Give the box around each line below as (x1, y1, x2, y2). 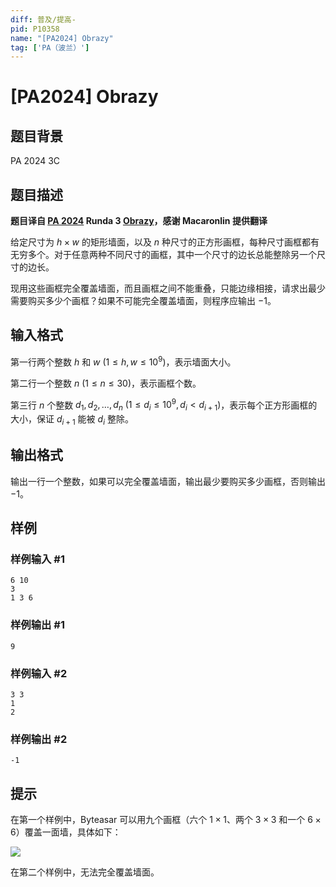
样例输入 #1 (10, 552, 65, 566)
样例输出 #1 (10, 618, 65, 632)
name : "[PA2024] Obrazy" (10, 33, 114, 43)
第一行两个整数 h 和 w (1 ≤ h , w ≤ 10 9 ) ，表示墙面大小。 (10, 354, 237, 368)
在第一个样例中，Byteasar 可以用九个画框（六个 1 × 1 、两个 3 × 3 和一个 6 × (10, 813, 322, 825)
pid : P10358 (10, 24, 60, 34)
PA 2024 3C (10, 155, 61, 167)
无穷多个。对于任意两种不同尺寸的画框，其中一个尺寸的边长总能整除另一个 (10, 249, 317, 261)
